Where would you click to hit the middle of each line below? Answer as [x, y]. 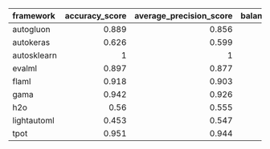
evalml [25, 68]
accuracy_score [96, 16]
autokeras [31, 42]
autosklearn [35, 55]
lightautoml [33, 121]
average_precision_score [184, 16]
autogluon [31, 29]
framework [34, 16]
